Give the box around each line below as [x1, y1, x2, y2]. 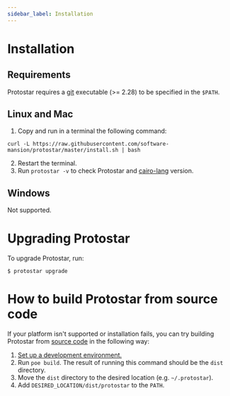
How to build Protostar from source [7, 291, 218, 308]
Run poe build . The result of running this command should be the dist [17, 359, 224, 367]
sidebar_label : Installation [7, 10, 93, 18]
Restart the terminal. [17, 159, 77, 168]
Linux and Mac [7, 108, 74, 120]
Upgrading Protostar [7, 231, 131, 247]
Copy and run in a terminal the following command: [17, 127, 167, 135]
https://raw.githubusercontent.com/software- [33, 141, 170, 148]
